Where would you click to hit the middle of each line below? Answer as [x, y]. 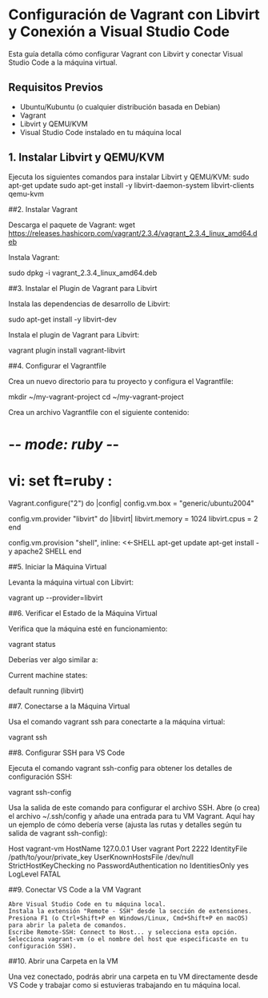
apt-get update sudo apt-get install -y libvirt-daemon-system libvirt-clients [131, 185]
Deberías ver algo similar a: [53, 659]
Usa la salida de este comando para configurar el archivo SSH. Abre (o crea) [134, 807]
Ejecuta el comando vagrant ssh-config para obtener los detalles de [120, 768]
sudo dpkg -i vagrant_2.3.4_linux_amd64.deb [83, 273]
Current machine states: [48, 675]
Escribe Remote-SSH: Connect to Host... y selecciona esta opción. [123, 932]
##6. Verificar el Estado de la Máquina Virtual [83, 613]
